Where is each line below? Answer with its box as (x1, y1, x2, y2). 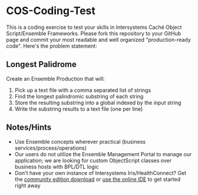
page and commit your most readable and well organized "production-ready (6, 36, 192, 43)
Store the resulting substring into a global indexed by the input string (14, 99, 181, 106)
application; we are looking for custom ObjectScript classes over (14, 157, 172, 164)
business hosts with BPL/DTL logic (14, 163, 99, 170)
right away (14, 181, 41, 189)
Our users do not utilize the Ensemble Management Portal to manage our (14, 150, 192, 157)
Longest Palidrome (6, 60, 77, 70)
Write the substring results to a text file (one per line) (14, 105, 143, 113)
